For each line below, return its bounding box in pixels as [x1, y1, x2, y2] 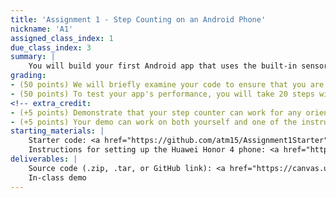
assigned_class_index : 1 [10, 33, 114, 43]
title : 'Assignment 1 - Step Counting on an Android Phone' [10, 14, 267, 25]
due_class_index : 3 [10, 42, 92, 53]
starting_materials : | [10, 126, 105, 136]
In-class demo [28, 172, 87, 183]
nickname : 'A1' [10, 24, 74, 34]
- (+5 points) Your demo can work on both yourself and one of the [10, 117, 298, 127]
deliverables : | [10, 154, 78, 164]
